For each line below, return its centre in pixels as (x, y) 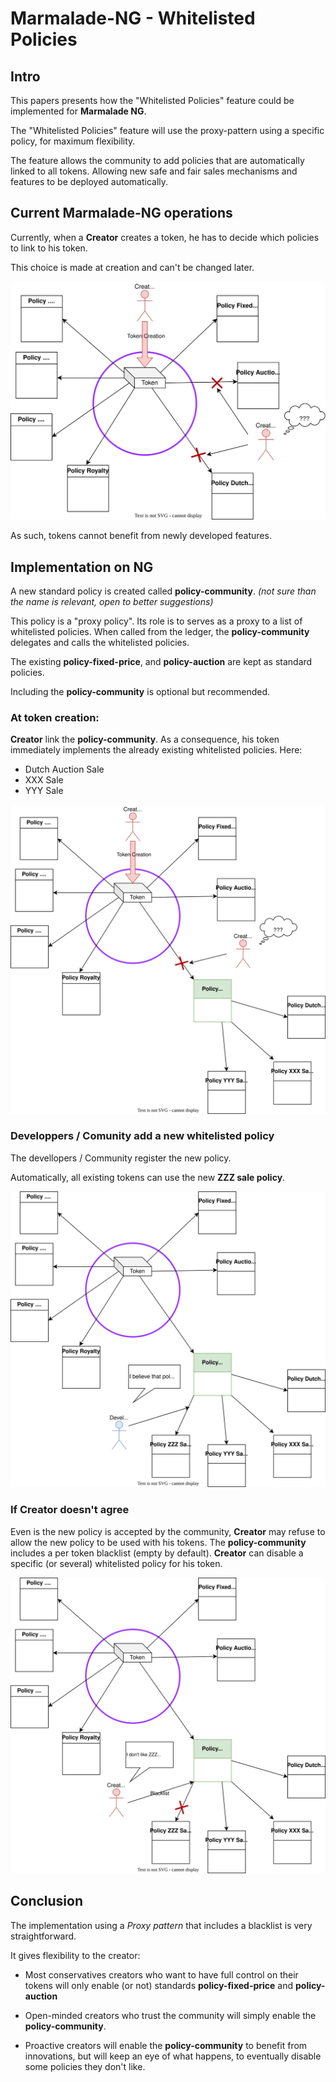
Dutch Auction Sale (64, 769)
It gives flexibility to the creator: (75, 1955)
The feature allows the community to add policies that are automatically (157, 160)
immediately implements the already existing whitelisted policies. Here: (156, 750)
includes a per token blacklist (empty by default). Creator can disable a (157, 1553)
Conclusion (47, 1901)
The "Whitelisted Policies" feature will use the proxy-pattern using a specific (167, 130)
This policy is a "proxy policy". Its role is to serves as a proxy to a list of (156, 621)
